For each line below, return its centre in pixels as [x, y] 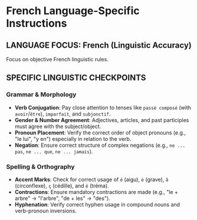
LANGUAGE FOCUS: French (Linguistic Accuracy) [99, 45]
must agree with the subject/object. [58, 126]
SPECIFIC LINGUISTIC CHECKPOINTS [76, 78]
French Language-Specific [73, 11]
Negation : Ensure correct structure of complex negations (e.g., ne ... [100, 145]
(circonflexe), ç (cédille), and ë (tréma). [62, 185]
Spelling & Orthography [40, 166]
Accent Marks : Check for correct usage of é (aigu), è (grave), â [91, 179]
